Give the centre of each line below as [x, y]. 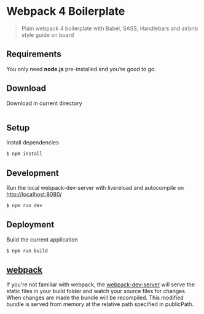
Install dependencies [33, 143]
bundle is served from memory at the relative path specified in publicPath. [100, 304]
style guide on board [48, 34]
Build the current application [42, 239]
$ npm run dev [25, 206]
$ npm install [25, 154]
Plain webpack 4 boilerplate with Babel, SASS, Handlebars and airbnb [110, 28]
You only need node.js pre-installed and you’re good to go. [81, 69]
